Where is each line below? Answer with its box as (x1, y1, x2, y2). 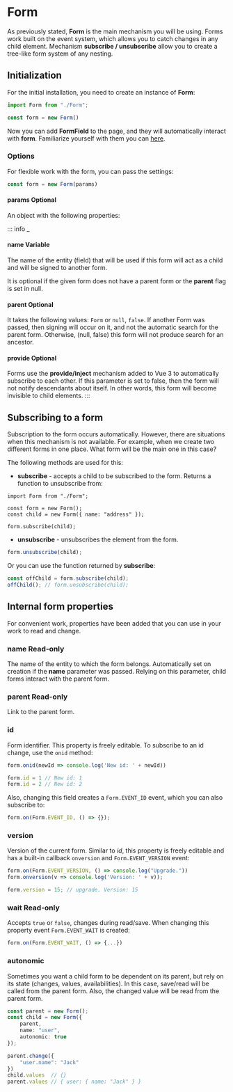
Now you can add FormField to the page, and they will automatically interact (7, 127, 226, 135)
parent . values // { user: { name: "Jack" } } (7, 1078, 141, 1086)
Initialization (7, 70, 63, 81)
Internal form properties (7, 601, 113, 612)
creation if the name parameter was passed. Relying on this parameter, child (7, 667, 227, 676)
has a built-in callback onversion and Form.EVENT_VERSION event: (7, 854, 190, 862)
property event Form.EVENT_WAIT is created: (7, 926, 130, 935)
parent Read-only (7, 692, 68, 702)
